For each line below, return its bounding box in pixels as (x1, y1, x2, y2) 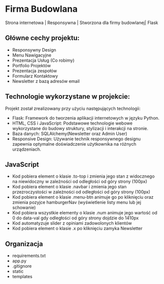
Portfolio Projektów (12, 62, 51, 68)
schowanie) (12, 205, 36, 210)
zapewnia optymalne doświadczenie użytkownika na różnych (12, 141, 137, 147)
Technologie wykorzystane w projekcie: (5, 92, 130, 101)
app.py (12, 258, 27, 264)
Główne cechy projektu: (5, 34, 80, 42)
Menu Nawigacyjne (12, 52, 52, 58)
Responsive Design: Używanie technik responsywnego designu (12, 136, 141, 142)
